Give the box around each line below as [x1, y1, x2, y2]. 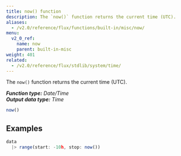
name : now [16, 41, 41, 47]
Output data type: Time [6, 96, 64, 103]
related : [6, 57, 27, 63]
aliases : [6, 19, 27, 25]
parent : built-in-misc [16, 47, 72, 52]
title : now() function [6, 8, 61, 15]
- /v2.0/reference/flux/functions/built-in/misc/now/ [11, 24, 145, 31]
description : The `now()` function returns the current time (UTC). [6, 14, 176, 20]
